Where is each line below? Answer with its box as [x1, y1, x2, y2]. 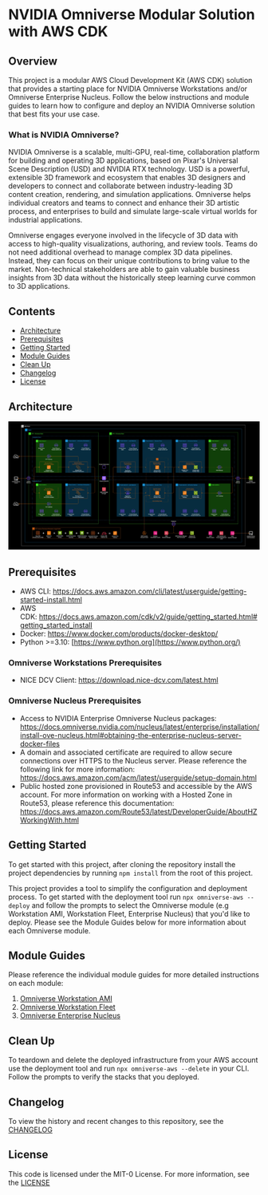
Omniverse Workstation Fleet [19, 1003, 116, 1012]
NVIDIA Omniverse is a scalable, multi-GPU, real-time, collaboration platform [8, 148, 260, 157]
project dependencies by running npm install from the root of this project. [8, 868, 254, 878]
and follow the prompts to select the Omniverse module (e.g [31, 900, 229, 910]
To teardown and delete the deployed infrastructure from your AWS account [8, 1055, 258, 1065]
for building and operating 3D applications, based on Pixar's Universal [8, 156, 238, 165]
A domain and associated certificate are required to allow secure [19, 747, 233, 757]
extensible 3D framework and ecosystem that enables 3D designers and [8, 173, 246, 183]
